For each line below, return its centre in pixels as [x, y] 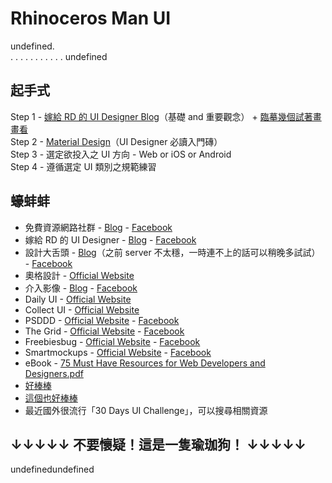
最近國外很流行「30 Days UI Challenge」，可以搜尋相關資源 [146, 410]
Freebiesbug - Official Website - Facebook [112, 341]
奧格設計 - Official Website [79, 275]
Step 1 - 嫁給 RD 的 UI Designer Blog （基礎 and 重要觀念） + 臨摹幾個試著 [161, 116]
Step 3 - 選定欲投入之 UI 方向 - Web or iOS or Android [121, 154]
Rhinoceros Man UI [91, 18]
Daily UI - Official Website [78, 299]
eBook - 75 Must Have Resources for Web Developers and [145, 363]
